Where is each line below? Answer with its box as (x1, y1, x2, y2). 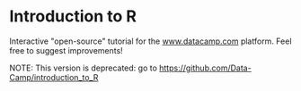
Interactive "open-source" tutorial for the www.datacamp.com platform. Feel (9, 36, 292, 46)
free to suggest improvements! (9, 45, 123, 55)
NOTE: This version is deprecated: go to (9, 62, 157, 73)
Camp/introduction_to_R (9, 71, 99, 82)
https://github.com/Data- (158, 62, 252, 73)
